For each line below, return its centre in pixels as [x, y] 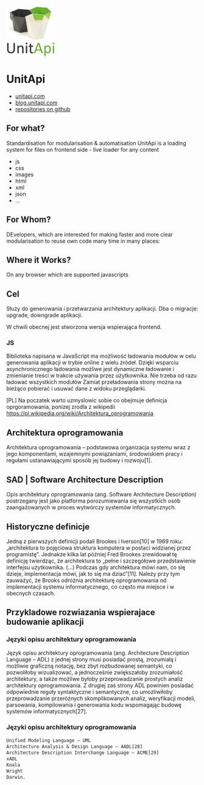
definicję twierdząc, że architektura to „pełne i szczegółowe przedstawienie [101, 561]
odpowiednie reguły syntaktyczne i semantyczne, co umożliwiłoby [90, 691]
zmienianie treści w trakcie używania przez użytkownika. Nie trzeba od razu [101, 375]
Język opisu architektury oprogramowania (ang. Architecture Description [98, 653]
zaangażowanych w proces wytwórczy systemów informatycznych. [91, 507]
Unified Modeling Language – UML [49, 740]
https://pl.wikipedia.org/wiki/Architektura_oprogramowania [80, 413]
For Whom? [29, 220]
